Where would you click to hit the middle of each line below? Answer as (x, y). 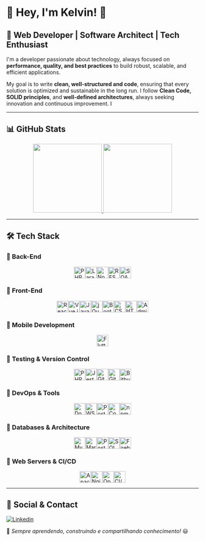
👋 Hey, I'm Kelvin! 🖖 (56, 13)
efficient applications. (34, 72)
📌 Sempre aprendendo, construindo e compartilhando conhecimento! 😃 (97, 531)
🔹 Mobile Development (41, 325)
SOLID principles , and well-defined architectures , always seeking (91, 97)
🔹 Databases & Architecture (48, 427)
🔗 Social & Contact (42, 505)
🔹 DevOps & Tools (33, 393)
